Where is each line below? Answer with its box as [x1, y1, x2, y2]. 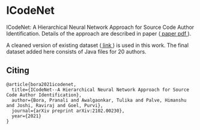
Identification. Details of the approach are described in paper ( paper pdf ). [6, 29, 192, 37]
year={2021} [11, 113, 42, 119]
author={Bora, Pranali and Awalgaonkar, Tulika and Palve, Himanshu [11, 97, 187, 103]
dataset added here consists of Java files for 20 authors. [6, 48, 147, 55]
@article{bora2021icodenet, [6, 81, 77, 87]
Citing [6, 66, 29, 76]
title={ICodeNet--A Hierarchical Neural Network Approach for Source [11, 87, 189, 93]
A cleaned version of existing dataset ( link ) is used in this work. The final [6, 42, 189, 49]
